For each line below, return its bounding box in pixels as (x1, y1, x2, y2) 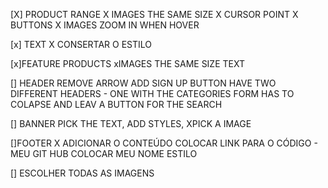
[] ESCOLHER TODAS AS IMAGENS (10, 167, 155, 179)
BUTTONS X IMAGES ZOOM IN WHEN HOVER (10, 19, 200, 31)
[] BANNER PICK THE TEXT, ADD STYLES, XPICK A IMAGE (10, 118, 252, 129)
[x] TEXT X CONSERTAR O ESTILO (10, 39, 153, 50)
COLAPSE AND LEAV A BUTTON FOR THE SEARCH (10, 99, 223, 110)
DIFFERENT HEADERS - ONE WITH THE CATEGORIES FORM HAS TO (10, 88, 295, 99)
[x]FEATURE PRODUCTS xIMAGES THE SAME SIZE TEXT (10, 58, 246, 69)
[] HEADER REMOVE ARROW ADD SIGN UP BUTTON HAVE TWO (10, 77, 277, 89)
